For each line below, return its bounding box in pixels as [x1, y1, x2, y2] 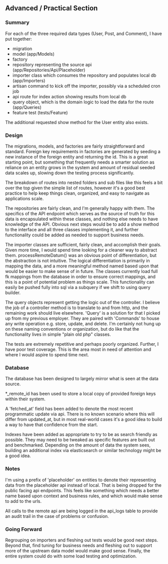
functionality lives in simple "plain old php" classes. [5, 331, 111, 337]
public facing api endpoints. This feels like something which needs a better [5, 487, 159, 493]
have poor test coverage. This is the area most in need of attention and [5, 346, 151, 352]
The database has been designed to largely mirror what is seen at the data [5, 376, 158, 382]
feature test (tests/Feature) [12, 109, 68, 115]
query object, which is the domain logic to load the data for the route [12, 99, 154, 105]
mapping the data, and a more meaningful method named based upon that [5, 263, 158, 269]
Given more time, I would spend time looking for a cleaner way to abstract [5, 247, 157, 253]
